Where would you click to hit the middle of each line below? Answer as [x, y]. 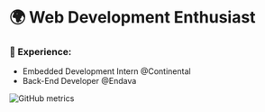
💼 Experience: [41, 52]
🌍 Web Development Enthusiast [132, 18]
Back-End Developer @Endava [79, 81]
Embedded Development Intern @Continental [106, 71]
